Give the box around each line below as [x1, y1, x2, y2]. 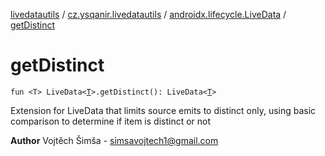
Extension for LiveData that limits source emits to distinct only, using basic [10, 104, 317, 116]
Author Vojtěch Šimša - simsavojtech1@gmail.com [10, 134, 219, 146]
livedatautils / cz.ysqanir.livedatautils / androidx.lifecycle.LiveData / [10, 9, 287, 20]
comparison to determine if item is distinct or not [10, 115, 212, 127]
